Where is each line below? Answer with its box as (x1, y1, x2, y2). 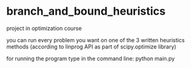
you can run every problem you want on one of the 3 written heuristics (6, 36, 185, 43)
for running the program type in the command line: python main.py (6, 55, 175, 62)
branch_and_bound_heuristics (6, 4, 166, 18)
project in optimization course (6, 25, 82, 32)
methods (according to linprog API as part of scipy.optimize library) (6, 43, 177, 50)
